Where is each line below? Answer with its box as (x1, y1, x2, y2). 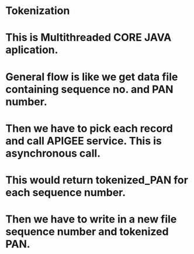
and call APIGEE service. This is (5, 134, 162, 147)
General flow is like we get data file (5, 70, 178, 83)
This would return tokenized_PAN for (5, 173, 188, 187)
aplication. (5, 43, 58, 57)
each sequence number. (5, 186, 126, 199)
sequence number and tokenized (5, 225, 169, 238)
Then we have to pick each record (5, 122, 173, 135)
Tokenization (5, 4, 70, 18)
